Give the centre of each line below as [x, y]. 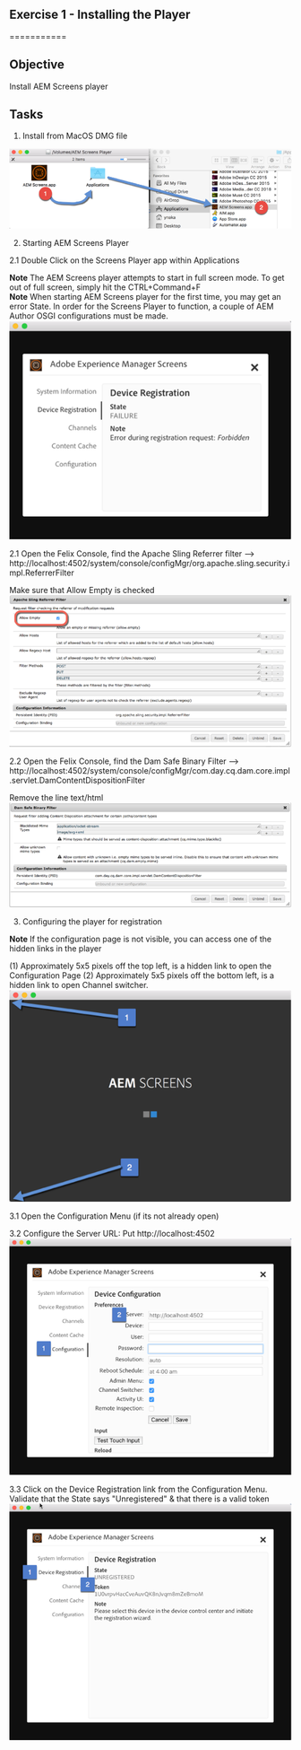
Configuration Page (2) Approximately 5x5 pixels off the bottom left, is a [142, 975]
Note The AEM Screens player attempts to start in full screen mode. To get [147, 278]
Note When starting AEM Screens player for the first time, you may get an [146, 297]
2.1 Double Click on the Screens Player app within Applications [125, 260]
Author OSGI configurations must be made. [89, 316]
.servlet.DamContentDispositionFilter [77, 781]
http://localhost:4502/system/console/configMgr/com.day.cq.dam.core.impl [150, 771]
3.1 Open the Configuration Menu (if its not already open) [114, 1216]
